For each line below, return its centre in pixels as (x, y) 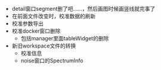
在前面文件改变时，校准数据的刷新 (54, 16)
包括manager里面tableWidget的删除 (65, 38)
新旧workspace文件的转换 (44, 46)
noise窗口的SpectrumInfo (52, 61)
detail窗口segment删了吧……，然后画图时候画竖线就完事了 (83, 9)
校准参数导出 (27, 23)
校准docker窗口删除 (36, 31)
